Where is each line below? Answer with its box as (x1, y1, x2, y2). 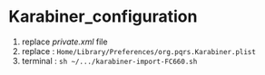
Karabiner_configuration (8, 6, 198, 27)
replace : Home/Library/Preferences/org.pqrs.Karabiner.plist (21, 45, 256, 56)
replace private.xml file (21, 36, 108, 47)
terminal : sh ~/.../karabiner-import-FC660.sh (21, 55, 198, 66)
